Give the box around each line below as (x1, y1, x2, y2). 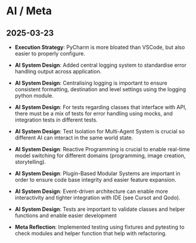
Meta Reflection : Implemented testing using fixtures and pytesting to (14, 223, 185, 230)
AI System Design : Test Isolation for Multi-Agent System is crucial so (14, 128, 185, 135)
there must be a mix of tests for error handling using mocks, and (14, 110, 173, 117)
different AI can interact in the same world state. (14, 134, 133, 141)
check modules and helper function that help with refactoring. (14, 230, 167, 236)
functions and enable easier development (14, 212, 117, 219)
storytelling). (14, 158, 46, 165)
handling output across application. (14, 68, 102, 75)
